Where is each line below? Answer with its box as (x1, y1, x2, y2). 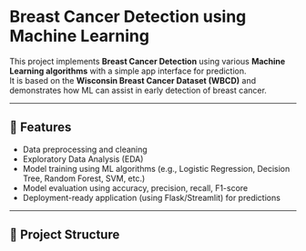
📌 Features (9, 120, 72, 136)
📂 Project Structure (9, 227, 120, 243)
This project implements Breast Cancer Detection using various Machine (9, 55, 286, 66)
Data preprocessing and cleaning (22, 144, 148, 155)
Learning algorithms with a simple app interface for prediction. (9, 65, 248, 76)
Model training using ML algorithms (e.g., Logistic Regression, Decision (22, 163, 291, 174)
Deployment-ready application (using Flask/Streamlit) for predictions (22, 192, 280, 203)
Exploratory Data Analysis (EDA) (22, 153, 144, 165)
